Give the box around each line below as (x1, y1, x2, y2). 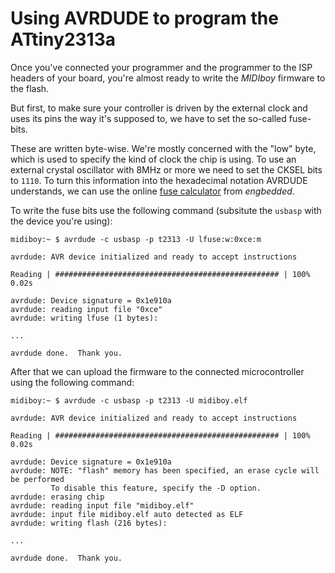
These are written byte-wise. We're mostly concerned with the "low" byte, (10, 142, 317, 154)
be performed (10, 474, 65, 484)
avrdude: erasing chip (10, 492, 105, 502)
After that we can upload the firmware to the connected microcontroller (10, 365, 305, 377)
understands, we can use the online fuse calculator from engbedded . (10, 185, 295, 197)
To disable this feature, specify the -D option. (50, 483, 262, 493)
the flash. (10, 82, 50, 94)
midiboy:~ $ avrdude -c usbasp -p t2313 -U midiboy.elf (10, 395, 248, 406)
